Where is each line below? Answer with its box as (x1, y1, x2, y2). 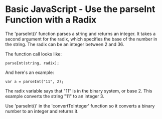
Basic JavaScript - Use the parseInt (5, 3, 155, 15)
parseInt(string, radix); (5, 60, 59, 65)
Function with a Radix (5, 14, 97, 25)
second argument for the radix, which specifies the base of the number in (5, 36, 157, 42)
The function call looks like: (5, 51, 62, 57)
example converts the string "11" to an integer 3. (5, 93, 104, 99)
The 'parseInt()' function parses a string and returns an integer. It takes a (5, 30, 156, 36)
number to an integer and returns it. (5, 108, 79, 114)
